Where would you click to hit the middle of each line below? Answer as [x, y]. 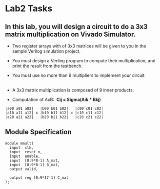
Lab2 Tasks [29, 9]
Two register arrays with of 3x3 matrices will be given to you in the [79, 46]
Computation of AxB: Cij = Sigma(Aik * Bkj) [56, 99]
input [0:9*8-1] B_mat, [35, 165]
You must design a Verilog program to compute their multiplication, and [84, 61]
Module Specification [38, 132]
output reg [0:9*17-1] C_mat [39, 177]
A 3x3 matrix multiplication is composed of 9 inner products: [73, 90]
